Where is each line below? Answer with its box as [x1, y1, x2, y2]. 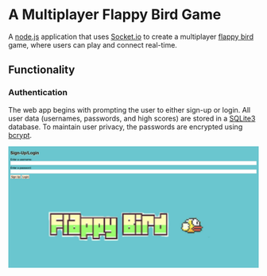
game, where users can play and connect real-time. [8, 40, 177, 49]
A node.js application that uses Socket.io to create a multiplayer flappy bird [8, 32, 254, 41]
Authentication [8, 87, 68, 98]
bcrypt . [8, 130, 33, 140]
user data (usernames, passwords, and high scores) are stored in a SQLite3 [8, 113, 256, 123]
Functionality [8, 63, 75, 77]
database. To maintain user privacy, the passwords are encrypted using [8, 121, 243, 132]
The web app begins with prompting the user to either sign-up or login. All [8, 105, 251, 114]
